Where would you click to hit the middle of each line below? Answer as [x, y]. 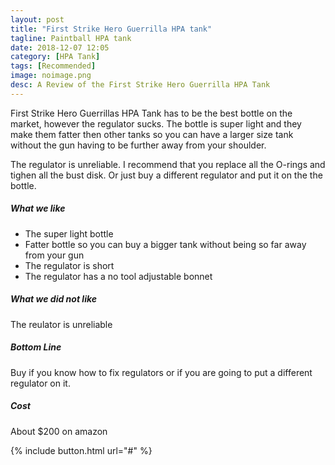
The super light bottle [69, 233]
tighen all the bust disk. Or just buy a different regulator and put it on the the [166, 175]
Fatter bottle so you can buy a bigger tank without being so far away [165, 244]
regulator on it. [40, 383]
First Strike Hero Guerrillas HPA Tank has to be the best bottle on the [151, 113]
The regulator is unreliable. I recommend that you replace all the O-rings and [168, 164]
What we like [38, 208]
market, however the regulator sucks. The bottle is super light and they [156, 123]
